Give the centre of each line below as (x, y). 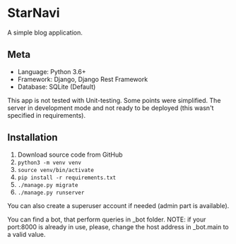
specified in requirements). (47, 115)
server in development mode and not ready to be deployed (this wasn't (111, 108)
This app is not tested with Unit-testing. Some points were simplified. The (114, 100)
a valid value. (26, 234)
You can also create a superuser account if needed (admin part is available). (118, 205)
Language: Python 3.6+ (52, 71)
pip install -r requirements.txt (67, 178)
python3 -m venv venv (49, 163)
